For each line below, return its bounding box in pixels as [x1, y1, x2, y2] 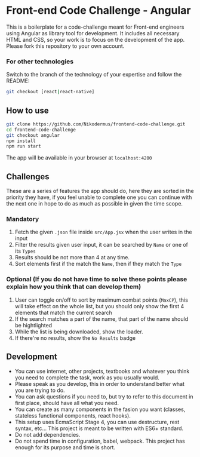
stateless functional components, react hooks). [14, 412, 131, 419]
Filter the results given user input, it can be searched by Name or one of [14, 241, 189, 249]
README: [6, 77, 30, 84]
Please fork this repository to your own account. [6, 42, 125, 50]
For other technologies [6, 57, 73, 66]
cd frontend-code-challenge [6, 127, 76, 133]
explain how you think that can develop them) [6, 283, 141, 291]
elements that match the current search [14, 309, 112, 316]
